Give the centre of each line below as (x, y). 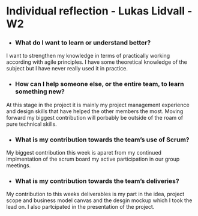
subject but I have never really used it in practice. (67, 69)
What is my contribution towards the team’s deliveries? (97, 181)
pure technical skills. (31, 124)
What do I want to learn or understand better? (83, 43)
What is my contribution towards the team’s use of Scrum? (102, 140)
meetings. (19, 165)
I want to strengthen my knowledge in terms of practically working (88, 56)
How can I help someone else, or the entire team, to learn (99, 84)
